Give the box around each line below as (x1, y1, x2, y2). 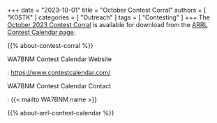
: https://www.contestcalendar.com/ (7, 69, 111, 76)
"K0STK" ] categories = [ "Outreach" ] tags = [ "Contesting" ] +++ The (7, 13, 211, 22)
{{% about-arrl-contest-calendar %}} (7, 109, 114, 117)
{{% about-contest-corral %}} (7, 42, 93, 49)
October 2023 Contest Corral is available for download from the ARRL (7, 21, 208, 28)
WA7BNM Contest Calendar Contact (7, 82, 112, 90)
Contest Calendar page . (7, 28, 76, 36)
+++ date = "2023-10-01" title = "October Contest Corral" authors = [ (7, 6, 207, 14)
